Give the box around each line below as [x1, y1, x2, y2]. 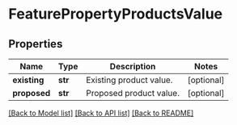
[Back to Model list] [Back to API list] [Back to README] [8, 108, 194, 118]
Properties [8, 37, 63, 51]
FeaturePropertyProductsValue [8, 5, 223, 23]
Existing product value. [86, 74, 173, 85]
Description [109, 61, 156, 72]
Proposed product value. [86, 88, 180, 98]
